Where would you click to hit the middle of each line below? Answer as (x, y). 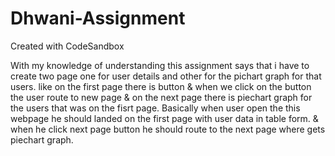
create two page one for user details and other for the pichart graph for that (166, 76)
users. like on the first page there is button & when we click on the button (161, 86)
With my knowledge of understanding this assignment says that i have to (160, 65)
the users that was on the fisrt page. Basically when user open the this (155, 108)
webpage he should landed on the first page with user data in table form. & (164, 118)
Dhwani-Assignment (98, 18)
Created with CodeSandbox (67, 46)
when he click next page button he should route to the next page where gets (168, 129)
